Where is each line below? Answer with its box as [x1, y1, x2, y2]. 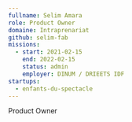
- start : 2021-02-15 [15, 48, 82, 56]
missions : [8, 41, 41, 49]
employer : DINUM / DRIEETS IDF [22, 70, 125, 78]
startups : [8, 77, 41, 85]
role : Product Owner [8, 19, 76, 27]
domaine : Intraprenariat [8, 26, 90, 34]
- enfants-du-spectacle [15, 84, 93, 93]
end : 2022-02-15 [22, 56, 76, 64]
